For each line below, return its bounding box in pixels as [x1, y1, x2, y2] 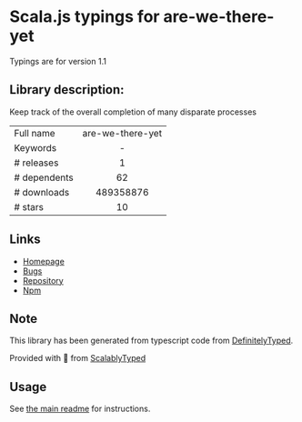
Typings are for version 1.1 [9, 55, 107, 66]
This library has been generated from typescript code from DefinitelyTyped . [9, 335, 294, 347]
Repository [22, 275, 64, 286]
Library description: [9, 82, 125, 97]
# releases [14, 156, 59, 169]
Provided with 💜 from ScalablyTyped [9, 353, 146, 364]
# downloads [14, 186, 70, 198]
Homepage [22, 256, 65, 266]
